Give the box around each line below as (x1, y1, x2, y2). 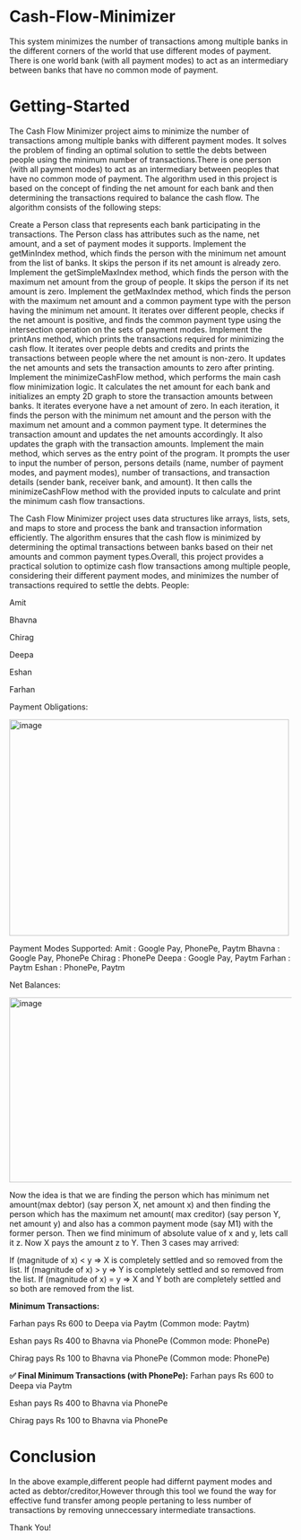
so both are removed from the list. (9, 1283, 134, 1293)
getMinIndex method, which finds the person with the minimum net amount (9, 248, 287, 258)
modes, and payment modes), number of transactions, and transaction (9, 466, 271, 477)
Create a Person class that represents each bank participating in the (9, 219, 262, 230)
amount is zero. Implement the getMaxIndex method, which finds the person (9, 285, 291, 297)
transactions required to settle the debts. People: (9, 579, 190, 590)
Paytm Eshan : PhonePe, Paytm (9, 961, 125, 972)
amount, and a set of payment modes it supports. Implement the (9, 238, 246, 248)
